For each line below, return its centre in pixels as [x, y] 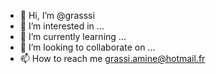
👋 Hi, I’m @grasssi [57, 15]
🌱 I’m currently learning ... [73, 36]
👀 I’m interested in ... [62, 26]
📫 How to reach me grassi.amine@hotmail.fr [112, 58]
